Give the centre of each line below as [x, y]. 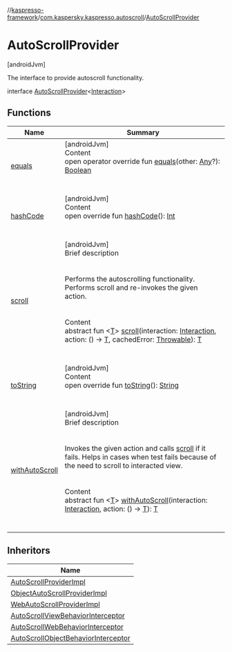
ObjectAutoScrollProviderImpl [59, 593]
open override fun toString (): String [122, 385]
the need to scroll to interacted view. [124, 465]
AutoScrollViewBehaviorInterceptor [68, 615]
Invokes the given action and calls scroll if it [135, 448]
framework [23, 17]
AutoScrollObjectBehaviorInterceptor [70, 637]
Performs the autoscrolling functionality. [130, 279]
